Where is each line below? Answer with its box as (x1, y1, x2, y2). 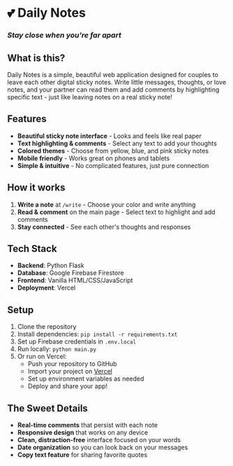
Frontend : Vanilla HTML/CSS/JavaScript (17, 276, 133, 285)
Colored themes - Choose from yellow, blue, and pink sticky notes (17, 146, 209, 155)
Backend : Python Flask (17, 261, 85, 270)
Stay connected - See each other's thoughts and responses (17, 223, 191, 231)
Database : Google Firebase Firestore (17, 269, 124, 277)
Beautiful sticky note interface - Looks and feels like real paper (17, 132, 202, 140)
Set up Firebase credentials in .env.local (17, 337, 137, 346)
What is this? (7, 52, 66, 64)
